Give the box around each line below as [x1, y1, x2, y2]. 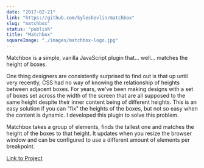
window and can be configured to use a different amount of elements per [6, 136, 190, 144]
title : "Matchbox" [6, 32, 53, 38]
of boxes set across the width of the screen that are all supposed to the [6, 92, 186, 99]
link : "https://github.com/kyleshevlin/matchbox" [6, 15, 135, 21]
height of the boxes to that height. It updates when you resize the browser [6, 130, 192, 137]
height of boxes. [6, 60, 47, 68]
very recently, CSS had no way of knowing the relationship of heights [6, 79, 180, 86]
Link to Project [6, 155, 43, 162]
